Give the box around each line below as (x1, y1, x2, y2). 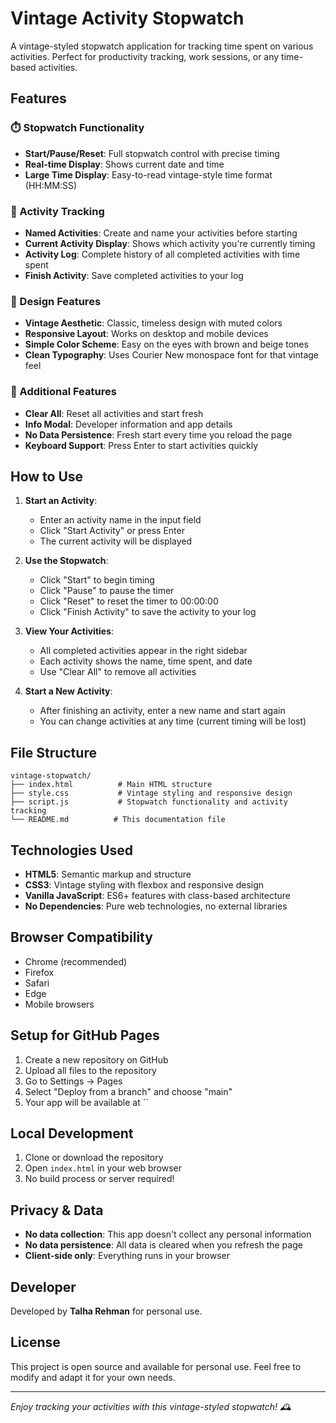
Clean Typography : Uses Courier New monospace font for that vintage (24, 349, 320, 361)
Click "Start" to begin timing (39, 574, 155, 586)
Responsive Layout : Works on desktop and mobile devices (24, 328, 269, 340)
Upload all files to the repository (24, 1064, 157, 1076)
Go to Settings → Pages (24, 1075, 123, 1087)
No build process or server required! (24, 1173, 175, 1185)
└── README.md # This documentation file (10, 815, 226, 825)
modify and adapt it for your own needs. (10, 1371, 176, 1383)
